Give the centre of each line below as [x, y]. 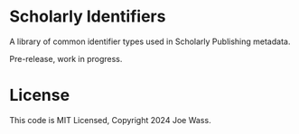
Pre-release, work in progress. [66, 58]
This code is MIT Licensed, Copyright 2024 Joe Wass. [110, 120]
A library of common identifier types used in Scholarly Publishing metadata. [150, 41]
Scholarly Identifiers [88, 17]
